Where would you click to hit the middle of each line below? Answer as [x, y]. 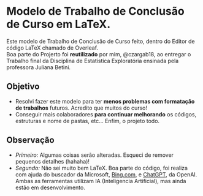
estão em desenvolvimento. [50, 187]
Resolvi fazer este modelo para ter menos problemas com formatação [105, 101]
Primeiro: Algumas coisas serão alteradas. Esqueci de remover [94, 155]
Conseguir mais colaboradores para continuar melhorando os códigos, [106, 114]
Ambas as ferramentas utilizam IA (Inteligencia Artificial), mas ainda [101, 181]
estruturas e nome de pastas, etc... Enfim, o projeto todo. [87, 121]
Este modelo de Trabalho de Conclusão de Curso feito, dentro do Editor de [101, 41]
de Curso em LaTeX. [59, 24]
